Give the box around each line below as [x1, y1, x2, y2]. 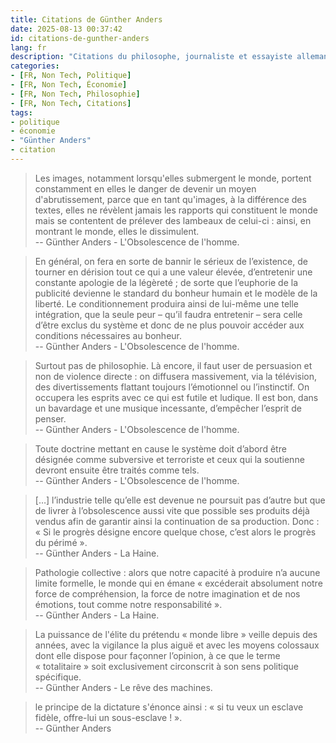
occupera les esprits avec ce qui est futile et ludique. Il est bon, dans [34, 391, 319, 403]
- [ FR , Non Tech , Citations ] [10, 98, 132, 108]
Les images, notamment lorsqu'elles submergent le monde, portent [34, 172, 312, 184]
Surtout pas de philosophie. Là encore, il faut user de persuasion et [34, 359, 313, 371]
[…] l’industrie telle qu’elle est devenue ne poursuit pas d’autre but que [34, 494, 326, 506]
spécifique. [34, 671, 82, 683]
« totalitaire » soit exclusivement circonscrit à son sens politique [34, 660, 299, 672]
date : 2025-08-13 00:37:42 [10, 24, 123, 34]
